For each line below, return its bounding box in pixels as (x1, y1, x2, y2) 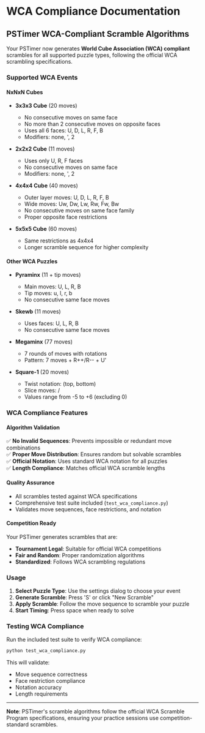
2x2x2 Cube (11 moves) (15, 145, 75, 152)
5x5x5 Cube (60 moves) (15, 225, 77, 233)
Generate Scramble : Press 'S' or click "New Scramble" (15, 594, 154, 601)
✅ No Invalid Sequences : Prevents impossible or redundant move (6, 437, 172, 445)
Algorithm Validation (6, 424, 60, 431)
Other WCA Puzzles (6, 257, 58, 265)
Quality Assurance (6, 479, 55, 486)
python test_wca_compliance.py (6, 648, 86, 654)
